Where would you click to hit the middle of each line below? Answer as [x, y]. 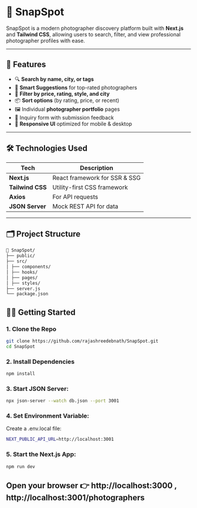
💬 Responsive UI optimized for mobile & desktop [73, 124]
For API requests [75, 197]
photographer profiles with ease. [45, 40]
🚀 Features [26, 65]
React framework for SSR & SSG [97, 178]
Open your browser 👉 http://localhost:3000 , [91, 485]
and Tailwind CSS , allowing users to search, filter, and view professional [93, 34]
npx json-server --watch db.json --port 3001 [62, 401]
